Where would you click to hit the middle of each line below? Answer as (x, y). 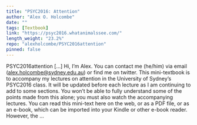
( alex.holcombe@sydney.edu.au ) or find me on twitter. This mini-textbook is (98, 72)
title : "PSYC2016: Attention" (43, 11)
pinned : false (24, 50)
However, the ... (25, 116)
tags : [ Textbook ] (27, 28)
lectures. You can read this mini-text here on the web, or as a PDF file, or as (98, 103)
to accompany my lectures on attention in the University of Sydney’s (89, 78)
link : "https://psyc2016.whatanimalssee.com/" (64, 33)
